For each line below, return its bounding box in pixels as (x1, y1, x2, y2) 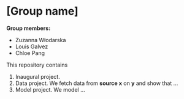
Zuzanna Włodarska (15, 36, 66, 43)
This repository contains (6, 61, 68, 68)
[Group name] (6, 4, 79, 18)
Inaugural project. (15, 73, 60, 80)
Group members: (6, 24, 51, 32)
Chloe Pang (15, 49, 45, 56)
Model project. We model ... (15, 86, 86, 93)
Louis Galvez (15, 43, 48, 50)
